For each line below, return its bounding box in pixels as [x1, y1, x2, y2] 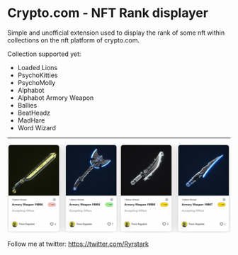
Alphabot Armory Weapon [17, 93, 94, 102]
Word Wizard [17, 123, 57, 132]
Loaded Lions [17, 63, 58, 72]
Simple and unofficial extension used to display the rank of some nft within [7, 28, 225, 37]
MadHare [17, 115, 45, 125]
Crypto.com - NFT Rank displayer [7, 5, 209, 21]
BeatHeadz [17, 108, 51, 117]
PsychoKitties [17, 71, 58, 79]
